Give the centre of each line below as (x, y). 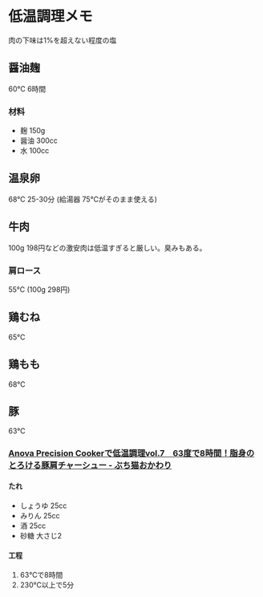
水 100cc (34, 151)
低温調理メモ (51, 16)
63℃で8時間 (41, 575)
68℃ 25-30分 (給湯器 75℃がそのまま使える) (83, 199)
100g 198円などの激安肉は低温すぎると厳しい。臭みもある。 (107, 248)
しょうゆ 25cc (43, 506)
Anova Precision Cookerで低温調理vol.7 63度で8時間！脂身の (131, 453)
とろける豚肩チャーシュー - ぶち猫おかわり (90, 465)
